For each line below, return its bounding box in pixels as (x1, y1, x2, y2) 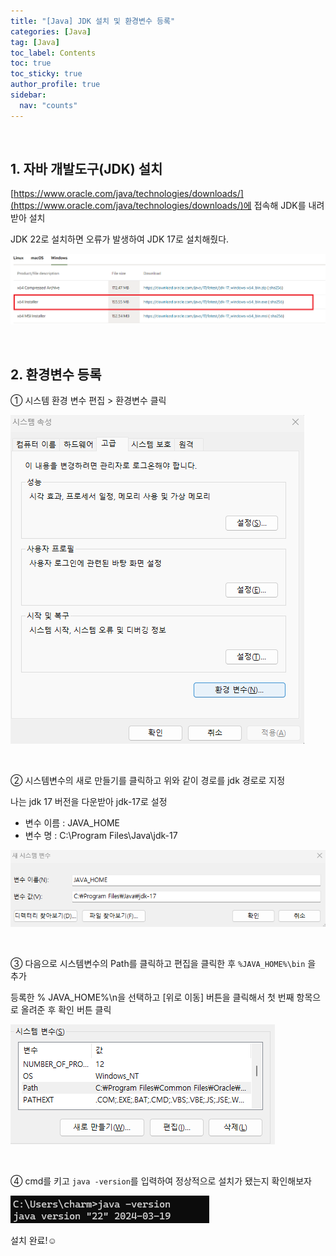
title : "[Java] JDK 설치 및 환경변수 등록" (10, 16, 176, 26)
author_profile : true (10, 80, 101, 90)
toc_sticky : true (10, 69, 83, 79)
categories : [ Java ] (10, 26, 92, 37)
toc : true (10, 58, 52, 69)
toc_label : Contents (10, 48, 97, 58)
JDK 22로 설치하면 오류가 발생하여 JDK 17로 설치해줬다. (10, 233, 230, 245)
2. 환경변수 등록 (10, 366, 102, 383)
